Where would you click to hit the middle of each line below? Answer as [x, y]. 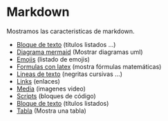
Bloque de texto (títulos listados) [63, 103]
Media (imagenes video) [51, 89]
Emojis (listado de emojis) [53, 59]
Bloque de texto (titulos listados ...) [66, 44]
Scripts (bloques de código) [56, 96]
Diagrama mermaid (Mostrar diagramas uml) [80, 52]
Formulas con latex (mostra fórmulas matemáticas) [89, 66]
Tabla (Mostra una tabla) [52, 111]
